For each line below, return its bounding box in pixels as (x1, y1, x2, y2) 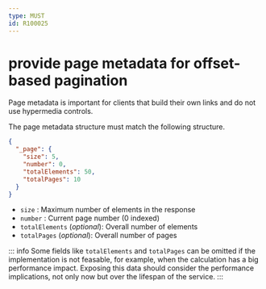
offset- (193, 54, 241, 73)
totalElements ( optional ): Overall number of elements (19, 222, 198, 232)
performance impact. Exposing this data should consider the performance (8, 263, 255, 273)
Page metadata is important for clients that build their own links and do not (8, 98, 256, 107)
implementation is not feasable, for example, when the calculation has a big (8, 255, 260, 265)
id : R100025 (8, 19, 48, 27)
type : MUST (8, 11, 45, 20)
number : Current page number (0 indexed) (19, 213, 160, 223)
